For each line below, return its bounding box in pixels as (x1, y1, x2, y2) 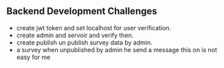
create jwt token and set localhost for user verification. (16, 23, 172, 32)
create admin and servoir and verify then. (16, 31, 134, 39)
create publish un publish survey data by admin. (16, 38, 153, 47)
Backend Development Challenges (6, 5, 157, 17)
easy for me (16, 53, 51, 61)
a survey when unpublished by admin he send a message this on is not (16, 45, 218, 54)
